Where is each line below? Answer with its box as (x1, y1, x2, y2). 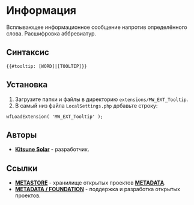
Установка (6, 79, 48, 90)
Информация (6, 4, 77, 17)
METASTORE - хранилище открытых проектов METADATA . (14, 179, 166, 186)
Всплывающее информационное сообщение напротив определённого (6, 23, 187, 31)
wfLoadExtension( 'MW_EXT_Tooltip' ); (6, 114, 103, 120)
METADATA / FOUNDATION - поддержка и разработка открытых (14, 186, 181, 193)
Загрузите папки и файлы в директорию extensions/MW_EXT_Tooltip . (14, 96, 188, 103)
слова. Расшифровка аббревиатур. (6, 29, 97, 37)
